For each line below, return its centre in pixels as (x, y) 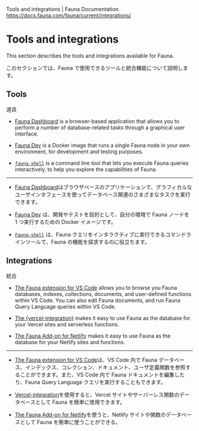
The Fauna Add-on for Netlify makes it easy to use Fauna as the (92, 336)
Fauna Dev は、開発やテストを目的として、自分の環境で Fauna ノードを (102, 214)
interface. (26, 134)
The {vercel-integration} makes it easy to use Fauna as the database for (102, 318)
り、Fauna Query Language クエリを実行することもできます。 (90, 382)
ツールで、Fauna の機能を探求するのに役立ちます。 (87, 242)
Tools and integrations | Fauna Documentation (62, 9)
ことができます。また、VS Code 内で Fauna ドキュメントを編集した (102, 374)
